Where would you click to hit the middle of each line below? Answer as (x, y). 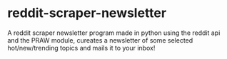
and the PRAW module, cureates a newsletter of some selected (100, 40)
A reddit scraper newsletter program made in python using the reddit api (114, 33)
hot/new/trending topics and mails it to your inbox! (81, 48)
